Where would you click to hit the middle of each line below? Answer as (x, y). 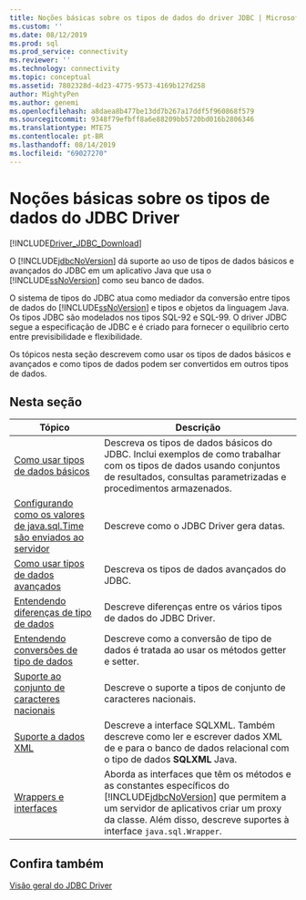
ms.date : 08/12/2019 (49, 35)
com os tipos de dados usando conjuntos (192, 465)
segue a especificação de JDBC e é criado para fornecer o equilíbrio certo (149, 327)
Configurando (44, 504)
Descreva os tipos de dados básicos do (189, 443)
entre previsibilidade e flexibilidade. (76, 336)
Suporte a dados (49, 737)
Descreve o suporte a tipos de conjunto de (195, 688)
